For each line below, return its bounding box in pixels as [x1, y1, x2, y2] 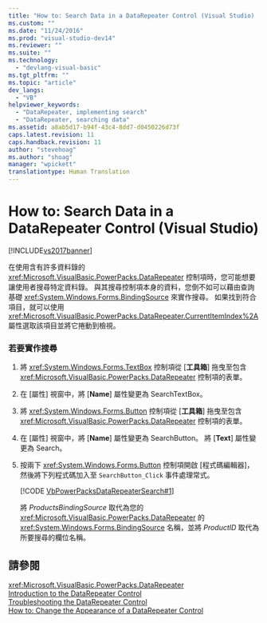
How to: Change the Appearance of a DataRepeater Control [8, 605, 204, 616]
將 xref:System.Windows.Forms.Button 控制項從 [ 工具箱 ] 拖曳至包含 [19, 406, 242, 416]
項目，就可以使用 [8, 302, 65, 312]
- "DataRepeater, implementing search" [15, 109, 148, 117]
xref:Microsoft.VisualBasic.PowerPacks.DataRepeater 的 [19, 513, 205, 522]
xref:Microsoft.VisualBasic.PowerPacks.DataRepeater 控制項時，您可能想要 [8, 272, 257, 282]
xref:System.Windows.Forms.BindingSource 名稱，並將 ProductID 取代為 [19, 523, 260, 533]
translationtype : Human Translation [8, 168, 130, 176]
